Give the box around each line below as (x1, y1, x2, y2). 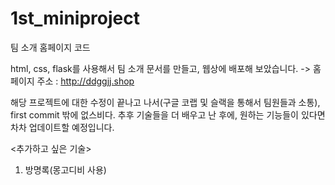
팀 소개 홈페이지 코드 (10, 41, 91, 53)
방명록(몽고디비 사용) (24, 163, 107, 176)
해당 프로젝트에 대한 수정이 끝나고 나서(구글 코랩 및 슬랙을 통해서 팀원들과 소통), (10, 96, 321, 108)
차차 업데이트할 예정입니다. (10, 121, 115, 133)
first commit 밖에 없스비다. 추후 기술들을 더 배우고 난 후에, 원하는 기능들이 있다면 (10, 108, 326, 121)
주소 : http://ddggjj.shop (36, 75, 135, 87)
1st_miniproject (10, 7, 140, 30)
